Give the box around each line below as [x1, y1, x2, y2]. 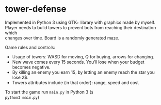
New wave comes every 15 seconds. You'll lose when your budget [12, 59, 145, 65]
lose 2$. [12, 74, 29, 80]
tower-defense [5, 3, 66, 15]
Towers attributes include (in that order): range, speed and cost [12, 79, 139, 86]
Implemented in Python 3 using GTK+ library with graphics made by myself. [5, 19, 156, 25]
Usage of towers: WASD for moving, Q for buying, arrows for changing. [12, 53, 154, 59]
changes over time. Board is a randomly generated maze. [5, 35, 120, 41]
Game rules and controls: [5, 44, 56, 50]
